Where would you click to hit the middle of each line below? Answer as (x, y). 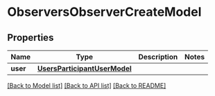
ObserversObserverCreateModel (104, 12)
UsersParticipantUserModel (84, 68)
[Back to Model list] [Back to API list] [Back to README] (87, 86)
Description (158, 57)
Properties (31, 38)
